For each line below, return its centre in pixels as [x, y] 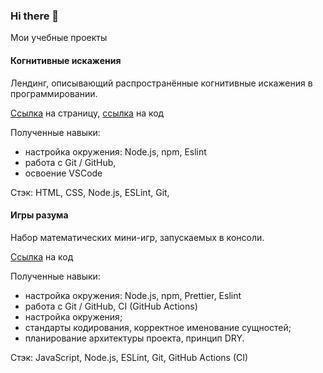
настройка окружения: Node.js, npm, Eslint [115, 151]
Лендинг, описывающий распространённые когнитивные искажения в [161, 83]
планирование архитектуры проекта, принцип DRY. [134, 338]
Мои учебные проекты [59, 38]
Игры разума [39, 215]
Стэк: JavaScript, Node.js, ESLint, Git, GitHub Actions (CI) [129, 357]
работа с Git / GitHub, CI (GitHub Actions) [111, 306]
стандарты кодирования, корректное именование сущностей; [158, 327]
